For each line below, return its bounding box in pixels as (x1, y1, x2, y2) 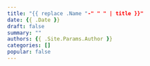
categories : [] (7, 42, 51, 49)
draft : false (7, 23, 45, 30)
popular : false (7, 49, 51, 56)
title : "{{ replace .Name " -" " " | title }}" (7, 10, 144, 17)
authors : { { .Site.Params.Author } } (7, 36, 113, 43)
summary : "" (7, 29, 41, 36)
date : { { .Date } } (7, 16, 60, 23)
